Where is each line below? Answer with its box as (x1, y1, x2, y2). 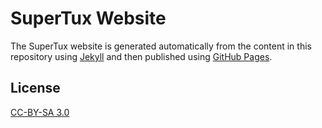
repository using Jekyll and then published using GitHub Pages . (10, 50, 273, 62)
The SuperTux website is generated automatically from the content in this (10, 40, 312, 52)
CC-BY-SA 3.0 (10, 106, 70, 118)
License (10, 80, 61, 97)
